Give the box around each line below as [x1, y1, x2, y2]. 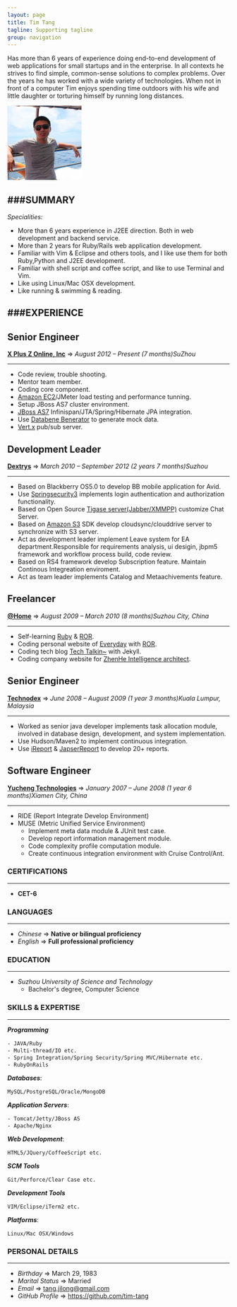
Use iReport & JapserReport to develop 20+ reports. [17, 744, 169, 753]
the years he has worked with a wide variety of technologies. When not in [7, 76, 221, 85]
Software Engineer [7, 765, 92, 777]
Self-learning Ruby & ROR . [17, 632, 95, 640]
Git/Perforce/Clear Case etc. [7, 1176, 97, 1183]
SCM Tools [7, 1161, 40, 1170]
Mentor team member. [17, 378, 83, 386]
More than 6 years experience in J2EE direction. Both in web [17, 226, 194, 235]
